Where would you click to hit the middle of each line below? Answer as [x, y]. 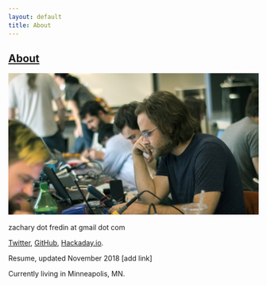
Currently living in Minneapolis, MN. [67, 273]
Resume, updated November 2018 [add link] [80, 258]
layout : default [35, 17]
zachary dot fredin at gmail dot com [67, 227]
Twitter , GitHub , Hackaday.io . [56, 242]
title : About [30, 25]
